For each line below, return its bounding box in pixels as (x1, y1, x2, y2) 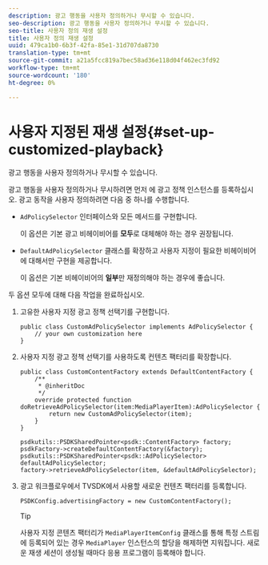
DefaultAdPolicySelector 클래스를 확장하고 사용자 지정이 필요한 (19, 246, 222, 256)
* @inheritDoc (38, 382, 86, 390)
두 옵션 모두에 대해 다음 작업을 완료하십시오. (8, 290, 146, 300)
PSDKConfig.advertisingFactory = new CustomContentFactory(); (19, 498, 232, 506)
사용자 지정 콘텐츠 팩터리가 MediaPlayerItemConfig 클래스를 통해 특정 (19, 528, 238, 538)
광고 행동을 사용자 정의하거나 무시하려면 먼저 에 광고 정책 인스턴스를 (8, 185, 220, 195)
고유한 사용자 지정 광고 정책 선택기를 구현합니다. (19, 307, 170, 317)
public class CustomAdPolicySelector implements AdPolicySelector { (19, 323, 254, 331)
